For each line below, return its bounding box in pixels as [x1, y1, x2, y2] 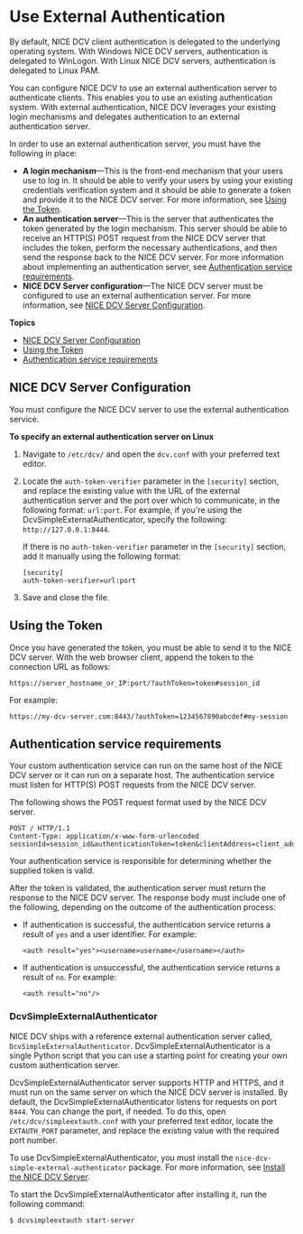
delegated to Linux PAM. [9, 65, 101, 76]
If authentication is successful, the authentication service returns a [22, 919, 271, 931]
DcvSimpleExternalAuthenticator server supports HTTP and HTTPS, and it [9, 1077, 285, 1088]
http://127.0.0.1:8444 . [22, 524, 111, 534]
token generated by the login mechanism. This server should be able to [22, 223, 288, 234]
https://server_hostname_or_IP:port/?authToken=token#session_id [9, 679, 260, 688]
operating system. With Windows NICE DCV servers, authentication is [9, 45, 269, 56]
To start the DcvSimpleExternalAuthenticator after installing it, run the [9, 1189, 268, 1200]
